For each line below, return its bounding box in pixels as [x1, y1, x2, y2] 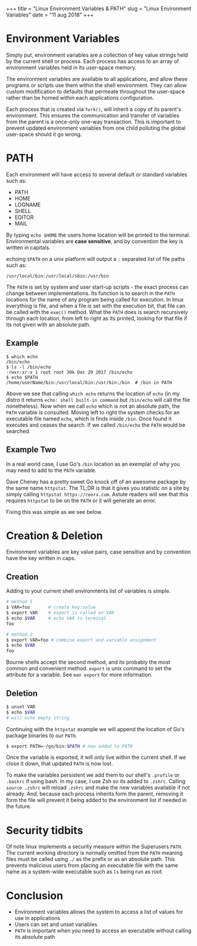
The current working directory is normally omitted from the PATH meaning [6, 849, 183, 856]
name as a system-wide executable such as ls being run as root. [6, 868, 163, 875]
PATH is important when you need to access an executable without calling [14, 927, 192, 934]
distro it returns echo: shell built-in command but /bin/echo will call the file [6, 396, 190, 403]
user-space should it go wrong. [6, 130, 82, 138]
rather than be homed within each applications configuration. [6, 94, 154, 101]
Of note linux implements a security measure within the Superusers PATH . [6, 843, 183, 850]
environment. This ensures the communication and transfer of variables [6, 112, 179, 119]
